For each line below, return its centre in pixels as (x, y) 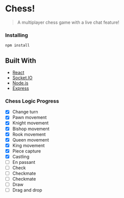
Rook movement (29, 134)
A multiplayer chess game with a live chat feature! (68, 22)
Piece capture (27, 151)
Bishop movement (31, 129)
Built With (21, 61)
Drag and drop (27, 190)
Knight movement (30, 123)
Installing (17, 35)
